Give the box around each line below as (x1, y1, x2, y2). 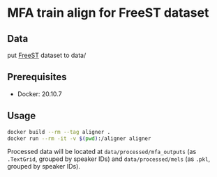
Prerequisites (7, 71, 67, 83)
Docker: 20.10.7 (17, 89, 62, 98)
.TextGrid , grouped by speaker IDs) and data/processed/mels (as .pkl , (7, 155, 211, 163)
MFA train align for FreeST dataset (7, 5, 209, 21)
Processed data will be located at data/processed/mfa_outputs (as (7, 148, 197, 156)
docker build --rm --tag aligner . (7, 128, 111, 135)
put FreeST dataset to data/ (7, 51, 87, 59)
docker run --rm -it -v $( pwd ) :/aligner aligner (7, 134, 151, 142)
